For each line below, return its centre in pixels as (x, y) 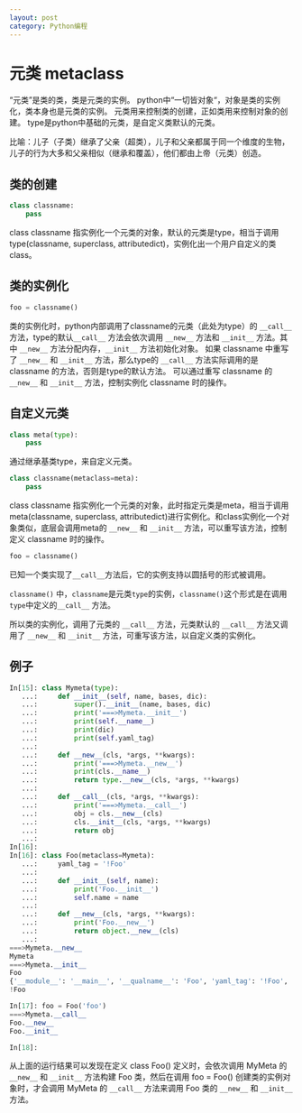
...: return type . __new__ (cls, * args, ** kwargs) (131, 780)
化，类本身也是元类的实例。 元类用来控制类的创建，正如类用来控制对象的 (145, 111)
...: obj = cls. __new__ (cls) (92, 814)
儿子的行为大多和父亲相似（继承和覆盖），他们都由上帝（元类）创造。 (137, 153)
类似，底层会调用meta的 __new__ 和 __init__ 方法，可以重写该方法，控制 (152, 528)
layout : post (34, 18)
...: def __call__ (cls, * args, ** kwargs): (110, 797)
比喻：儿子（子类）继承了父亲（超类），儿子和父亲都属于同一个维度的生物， (150, 142)
